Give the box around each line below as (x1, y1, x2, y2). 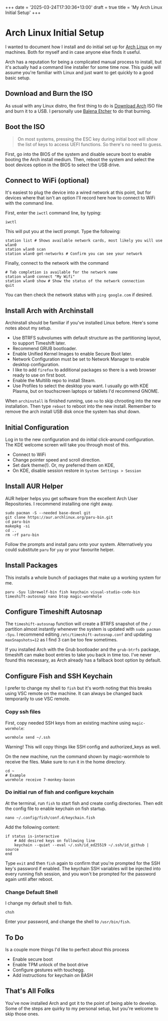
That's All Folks (5, 987, 55, 995)
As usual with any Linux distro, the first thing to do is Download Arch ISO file (5, 102, 163, 108)
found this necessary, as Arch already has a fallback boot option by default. (5, 657, 161, 663)
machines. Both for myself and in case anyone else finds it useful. (5, 49, 141, 55)
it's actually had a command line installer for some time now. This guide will (5, 64, 161, 70)
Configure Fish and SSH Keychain (5, 671, 113, 680)
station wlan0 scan (5, 247, 46, 252)
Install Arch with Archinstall (5, 306, 94, 315)
